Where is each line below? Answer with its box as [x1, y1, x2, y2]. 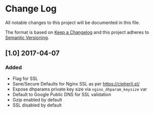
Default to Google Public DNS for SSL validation [12, 91, 111, 97]
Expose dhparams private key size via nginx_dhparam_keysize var [12, 86, 147, 92]
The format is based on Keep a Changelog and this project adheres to [5, 29, 149, 35]
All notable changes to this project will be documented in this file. [5, 19, 140, 25]
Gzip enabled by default [12, 96, 62, 102]
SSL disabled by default [12, 102, 62, 108]
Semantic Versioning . [5, 34, 49, 40]
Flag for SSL [12, 75, 39, 81]
